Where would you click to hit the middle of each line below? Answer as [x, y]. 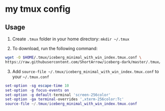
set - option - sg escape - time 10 [37, 85]
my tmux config [38, 9]
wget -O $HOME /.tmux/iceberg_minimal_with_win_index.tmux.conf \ [73, 57]
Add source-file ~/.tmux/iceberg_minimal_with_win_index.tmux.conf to [85, 71]
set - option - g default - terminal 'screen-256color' [58, 95]
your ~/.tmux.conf [31, 77]
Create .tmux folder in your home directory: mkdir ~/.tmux [71, 39]
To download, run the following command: [55, 48]
